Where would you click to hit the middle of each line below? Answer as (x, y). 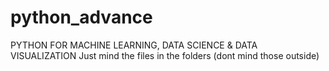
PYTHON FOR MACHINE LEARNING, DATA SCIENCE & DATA (134, 45)
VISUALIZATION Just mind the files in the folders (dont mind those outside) (165, 55)
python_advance (81, 17)
